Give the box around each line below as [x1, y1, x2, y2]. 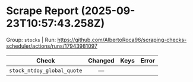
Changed [88, 56, 115, 64]
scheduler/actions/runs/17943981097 [6, 42, 98, 50]
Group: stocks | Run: [6, 36, 56, 43]
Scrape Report [6, 4, 79, 18]
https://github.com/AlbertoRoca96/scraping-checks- [57, 36, 187, 43]
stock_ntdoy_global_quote [9, 67, 83, 74]
